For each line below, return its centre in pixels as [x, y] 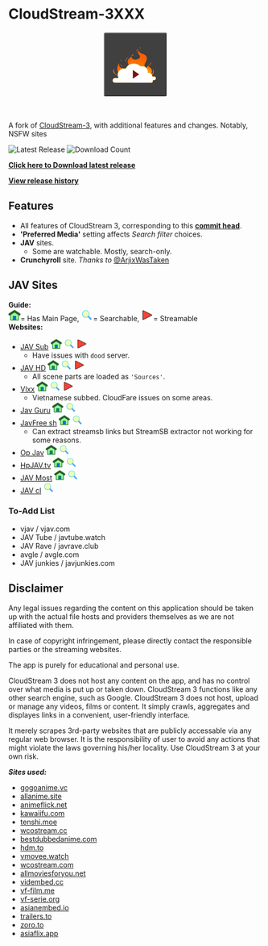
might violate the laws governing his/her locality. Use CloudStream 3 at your [134, 747]
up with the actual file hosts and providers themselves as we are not [122, 616]
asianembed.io [45, 907]
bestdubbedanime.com [58, 839]
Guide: [20, 304]
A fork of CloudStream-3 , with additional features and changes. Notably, [128, 125]
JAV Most [36, 478]
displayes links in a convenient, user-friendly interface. [99, 714]
